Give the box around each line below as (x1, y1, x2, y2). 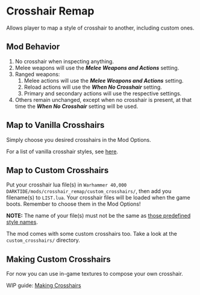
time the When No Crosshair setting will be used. (14, 103, 139, 110)
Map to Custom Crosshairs (6, 165, 109, 176)
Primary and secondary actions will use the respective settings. (23, 89, 182, 97)
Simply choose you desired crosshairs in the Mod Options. (6, 136, 152, 143)
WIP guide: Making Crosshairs (6, 282, 81, 289)
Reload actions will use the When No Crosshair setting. (23, 83, 163, 90)
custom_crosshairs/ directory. (6, 236, 80, 244)
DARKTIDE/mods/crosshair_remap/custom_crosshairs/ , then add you (6, 188, 172, 195)
